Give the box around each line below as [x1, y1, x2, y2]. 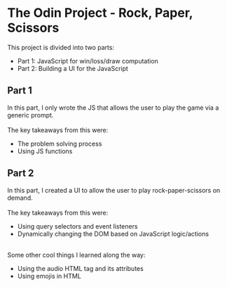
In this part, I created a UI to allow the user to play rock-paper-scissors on [7, 186, 221, 194]
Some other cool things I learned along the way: [7, 250, 146, 259]
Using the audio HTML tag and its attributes [17, 264, 144, 272]
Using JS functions [17, 146, 73, 155]
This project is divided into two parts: [7, 43, 114, 51]
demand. [7, 193, 33, 202]
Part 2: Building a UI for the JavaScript [17, 64, 128, 72]
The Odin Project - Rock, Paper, [7, 5, 193, 21]
